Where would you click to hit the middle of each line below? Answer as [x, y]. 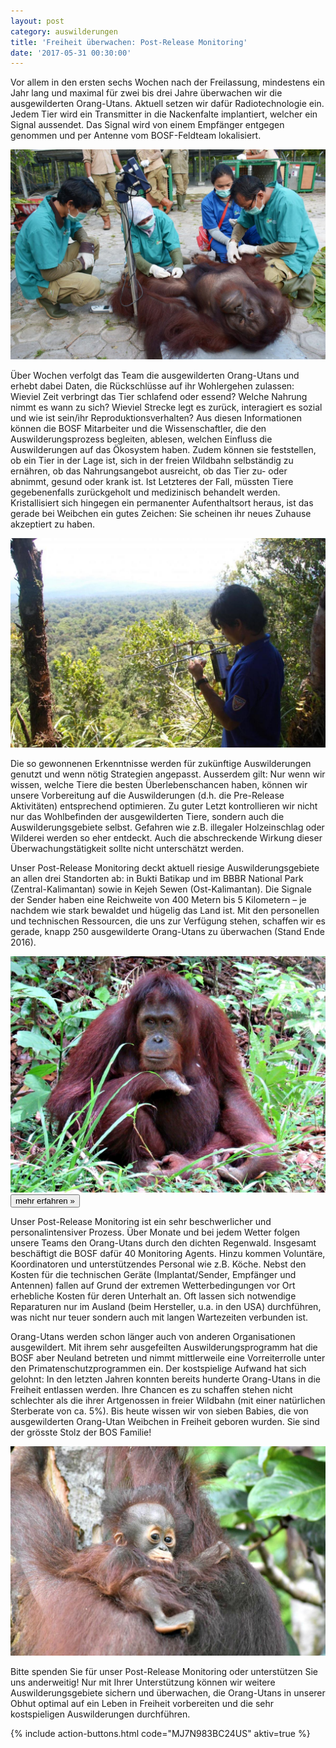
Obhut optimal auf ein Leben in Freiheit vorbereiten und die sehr [142, 1704]
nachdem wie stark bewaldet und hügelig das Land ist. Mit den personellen [165, 910]
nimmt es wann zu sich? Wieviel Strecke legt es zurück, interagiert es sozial [166, 407]
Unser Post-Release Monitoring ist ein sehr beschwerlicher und [141, 1221]
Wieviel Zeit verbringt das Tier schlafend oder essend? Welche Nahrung [159, 396]
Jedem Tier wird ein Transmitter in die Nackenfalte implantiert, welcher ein [164, 114]
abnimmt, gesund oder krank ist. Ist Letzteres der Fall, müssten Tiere [152, 481]
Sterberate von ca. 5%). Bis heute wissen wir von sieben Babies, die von [159, 1411]
